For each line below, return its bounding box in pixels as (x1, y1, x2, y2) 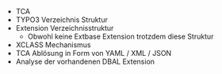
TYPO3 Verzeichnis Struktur (15, 15, 109, 24)
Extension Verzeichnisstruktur (15, 24, 114, 32)
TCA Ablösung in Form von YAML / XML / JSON (15, 49, 172, 57)
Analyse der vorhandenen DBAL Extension (15, 57, 155, 66)
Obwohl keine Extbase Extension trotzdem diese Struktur (27, 31, 214, 41)
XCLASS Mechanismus (15, 40, 91, 50)
